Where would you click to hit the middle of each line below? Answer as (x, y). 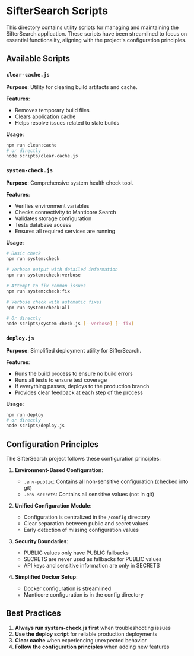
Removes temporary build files (52, 110)
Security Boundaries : (42, 541)
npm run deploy (25, 415)
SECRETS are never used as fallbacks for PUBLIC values (93, 559)
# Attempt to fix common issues (46, 286)
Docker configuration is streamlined (67, 588)
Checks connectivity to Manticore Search (65, 212)
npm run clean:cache (32, 145)
